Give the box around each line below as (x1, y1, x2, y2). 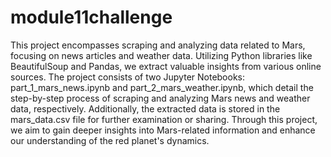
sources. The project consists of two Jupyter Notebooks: (10, 71, 246, 83)
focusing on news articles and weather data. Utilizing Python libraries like (10, 49, 313, 61)
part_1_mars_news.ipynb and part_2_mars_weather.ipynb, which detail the (10, 81, 314, 93)
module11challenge (10, 6, 173, 29)
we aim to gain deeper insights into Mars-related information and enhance (10, 124, 316, 136)
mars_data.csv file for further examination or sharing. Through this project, (10, 113, 318, 125)
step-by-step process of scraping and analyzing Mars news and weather (10, 92, 311, 104)
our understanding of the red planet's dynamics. (10, 134, 210, 146)
